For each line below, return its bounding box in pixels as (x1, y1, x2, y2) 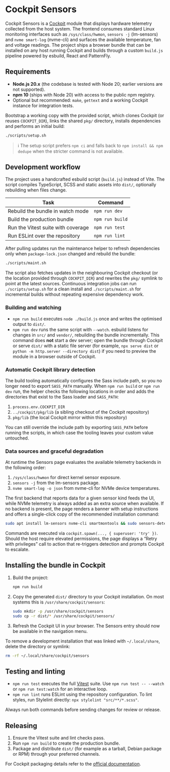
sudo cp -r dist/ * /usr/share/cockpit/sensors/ (12, 613, 115, 619)
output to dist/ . (12, 321, 46, 327)
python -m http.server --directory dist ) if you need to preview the (12, 348, 156, 354)
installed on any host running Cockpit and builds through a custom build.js (5, 47, 163, 53)
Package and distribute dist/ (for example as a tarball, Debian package (12, 746, 162, 752)
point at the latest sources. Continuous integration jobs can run (5, 281, 137, 287)
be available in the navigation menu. (12, 628, 88, 634)
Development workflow (5, 163, 81, 172)
